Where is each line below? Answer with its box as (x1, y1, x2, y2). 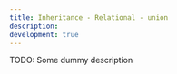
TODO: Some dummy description (9, 55, 133, 66)
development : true (9, 30, 79, 39)
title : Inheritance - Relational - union (9, 13, 169, 23)
